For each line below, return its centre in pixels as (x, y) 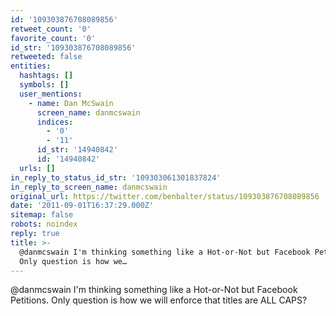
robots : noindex (44, 224)
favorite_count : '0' (53, 38)
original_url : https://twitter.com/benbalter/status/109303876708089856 (165, 196)
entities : (31, 66)
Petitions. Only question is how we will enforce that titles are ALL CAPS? (159, 300)
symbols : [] (44, 85)
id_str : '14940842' (77, 150)
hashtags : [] (46, 76)
